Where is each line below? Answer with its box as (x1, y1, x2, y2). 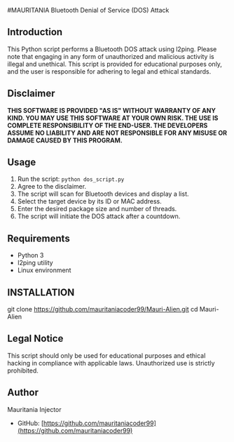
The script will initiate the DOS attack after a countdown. (17, 212, 181, 220)
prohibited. (7, 366, 39, 375)
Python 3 (17, 251, 44, 260)
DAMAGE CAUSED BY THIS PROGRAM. (7, 136, 123, 145)
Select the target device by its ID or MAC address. (17, 197, 163, 206)
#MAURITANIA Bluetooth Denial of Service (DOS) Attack (7, 6, 170, 14)
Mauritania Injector (7, 405, 62, 413)
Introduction (7, 26, 63, 38)
